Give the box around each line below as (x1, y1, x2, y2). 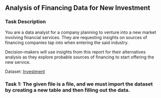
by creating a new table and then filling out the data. (5, 86, 130, 93)
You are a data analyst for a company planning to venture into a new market (5, 29, 157, 35)
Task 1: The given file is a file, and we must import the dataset (5, 81, 153, 87)
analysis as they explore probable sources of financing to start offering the (5, 54, 154, 60)
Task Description (5, 18, 46, 25)
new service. (5, 59, 31, 65)
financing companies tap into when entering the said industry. (5, 40, 129, 45)
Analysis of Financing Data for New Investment (5, 4, 150, 12)
